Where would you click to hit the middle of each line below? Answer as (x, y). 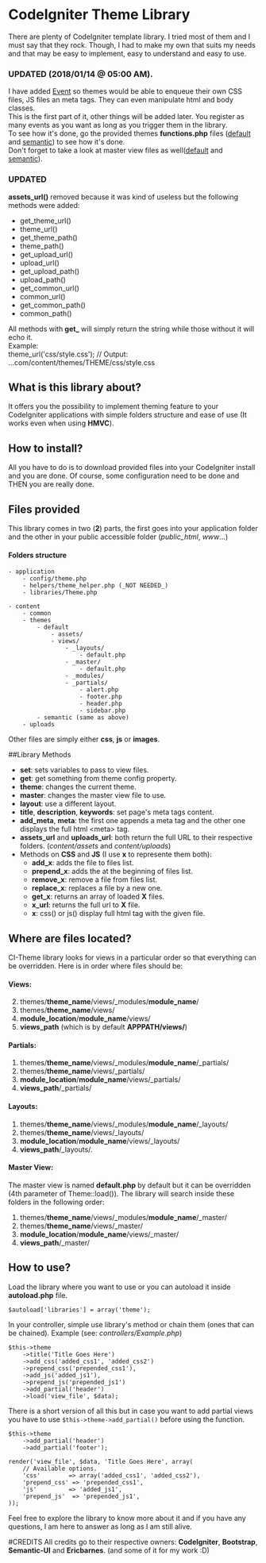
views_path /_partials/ (56, 1088)
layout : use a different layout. (68, 804)
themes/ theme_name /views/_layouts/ (82, 1132)
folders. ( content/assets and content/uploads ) (95, 846)
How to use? (40, 1268)
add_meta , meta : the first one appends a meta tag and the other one (133, 821)
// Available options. (60, 1469)
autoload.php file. (38, 1295)
